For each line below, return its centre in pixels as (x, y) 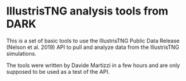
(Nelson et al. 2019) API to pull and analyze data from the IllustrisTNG (93, 47)
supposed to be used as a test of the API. (58, 71)
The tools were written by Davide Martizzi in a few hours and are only (93, 65)
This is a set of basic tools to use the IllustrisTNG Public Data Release (93, 40)
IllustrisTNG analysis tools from (87, 11)
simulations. (21, 53)
